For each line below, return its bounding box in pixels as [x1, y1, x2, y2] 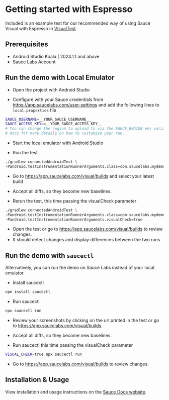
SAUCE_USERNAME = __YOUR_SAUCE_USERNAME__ [5, 117, 92, 122]
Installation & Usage [5, 375, 69, 384]
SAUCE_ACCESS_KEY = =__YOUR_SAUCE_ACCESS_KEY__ [5, 122, 102, 127]
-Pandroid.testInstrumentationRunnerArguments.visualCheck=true [5, 217, 143, 222]
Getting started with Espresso [5, 4, 133, 15]
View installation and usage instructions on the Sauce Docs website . [5, 388, 147, 395]
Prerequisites [5, 40, 48, 49]
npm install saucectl [5, 289, 51, 294]
